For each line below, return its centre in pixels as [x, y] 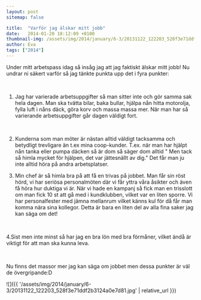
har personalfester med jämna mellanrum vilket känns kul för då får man [103, 201]
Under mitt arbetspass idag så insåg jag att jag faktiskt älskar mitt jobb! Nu [98, 67]
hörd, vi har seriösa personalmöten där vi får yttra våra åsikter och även [103, 182]
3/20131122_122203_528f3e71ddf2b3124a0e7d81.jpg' [72, 290]
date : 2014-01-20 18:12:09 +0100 [51, 33]
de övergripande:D [29, 273]
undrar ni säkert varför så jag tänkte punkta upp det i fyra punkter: [88, 73]
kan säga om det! [36, 214]
